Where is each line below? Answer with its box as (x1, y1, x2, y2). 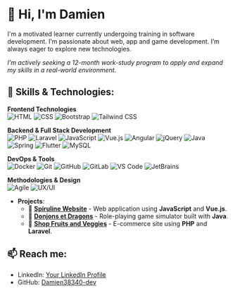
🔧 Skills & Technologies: (7, 86, 115, 98)
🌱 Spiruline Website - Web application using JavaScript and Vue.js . (27, 204, 227, 213)
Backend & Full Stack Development (7, 126, 111, 135)
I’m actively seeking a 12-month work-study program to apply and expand (7, 58, 224, 66)
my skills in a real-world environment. (7, 66, 117, 74)
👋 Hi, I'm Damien (7, 6, 106, 23)
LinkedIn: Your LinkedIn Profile (17, 270, 106, 279)
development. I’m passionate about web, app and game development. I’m (7, 37, 220, 45)
